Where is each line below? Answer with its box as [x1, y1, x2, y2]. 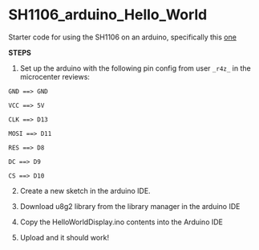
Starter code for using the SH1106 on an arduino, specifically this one [8, 32, 237, 42]
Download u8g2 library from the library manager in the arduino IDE [19, 201, 241, 211]
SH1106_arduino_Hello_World [8, 6, 208, 24]
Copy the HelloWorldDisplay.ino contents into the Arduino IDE [19, 217, 223, 227]
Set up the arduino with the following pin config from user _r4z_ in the [19, 63, 251, 73]
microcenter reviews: [19, 72, 91, 81]
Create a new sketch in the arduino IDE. [19, 186, 151, 195]
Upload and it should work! [19, 232, 110, 242]
